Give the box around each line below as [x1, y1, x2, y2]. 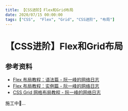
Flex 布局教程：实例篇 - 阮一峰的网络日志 [12, 83, 100, 89]
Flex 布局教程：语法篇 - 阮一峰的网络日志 [12, 77, 100, 83]
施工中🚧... [5, 100, 26, 106]
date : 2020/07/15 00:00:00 [5, 12, 63, 17]
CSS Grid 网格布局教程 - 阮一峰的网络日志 [12, 90, 101, 96]
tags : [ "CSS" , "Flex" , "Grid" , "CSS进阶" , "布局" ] [5, 17, 115, 22]
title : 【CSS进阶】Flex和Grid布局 [5, 7, 74, 13]
